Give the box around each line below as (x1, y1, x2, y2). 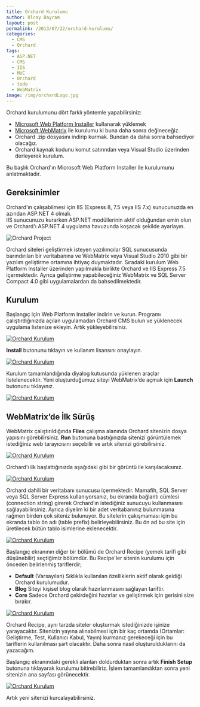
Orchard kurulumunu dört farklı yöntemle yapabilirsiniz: (6, 108, 142, 116)
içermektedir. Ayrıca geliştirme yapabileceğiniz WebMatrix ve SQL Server (6, 271, 186, 279)
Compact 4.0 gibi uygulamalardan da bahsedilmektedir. (6, 277, 142, 285)
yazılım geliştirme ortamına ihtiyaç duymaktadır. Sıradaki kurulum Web (6, 258, 179, 265)
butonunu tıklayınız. (6, 383, 55, 390)
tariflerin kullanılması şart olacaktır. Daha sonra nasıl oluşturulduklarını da (6, 640, 186, 648)
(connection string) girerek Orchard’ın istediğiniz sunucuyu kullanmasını (6, 500, 183, 507)
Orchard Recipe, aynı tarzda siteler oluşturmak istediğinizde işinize (6, 621, 170, 629)
